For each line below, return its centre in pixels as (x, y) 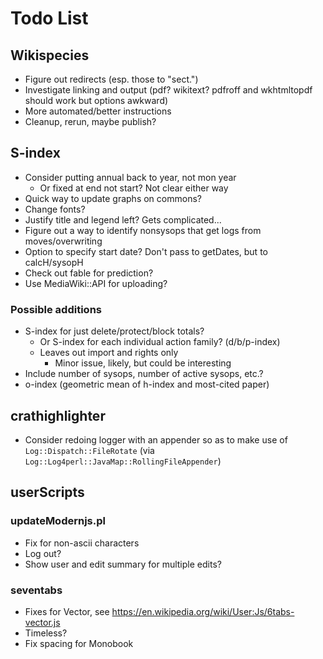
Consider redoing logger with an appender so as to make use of (156, 439)
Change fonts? (55, 209)
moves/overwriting (63, 241)
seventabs (36, 590)
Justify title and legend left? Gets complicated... (123, 219)
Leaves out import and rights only (109, 353)
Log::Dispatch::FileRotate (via (89, 450)
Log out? (43, 553)
